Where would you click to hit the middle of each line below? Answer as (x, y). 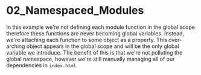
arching (16, 46)
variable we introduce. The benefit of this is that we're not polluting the (94, 52)
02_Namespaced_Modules (75, 10)
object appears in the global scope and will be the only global (103, 46)
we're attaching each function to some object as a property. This (87, 40)
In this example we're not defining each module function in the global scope (101, 27)
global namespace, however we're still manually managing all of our (91, 59)
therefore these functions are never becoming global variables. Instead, (95, 33)
